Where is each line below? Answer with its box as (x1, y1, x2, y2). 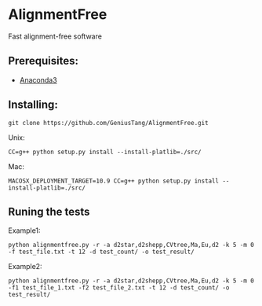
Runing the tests (8, 205, 90, 218)
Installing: (8, 98, 59, 112)
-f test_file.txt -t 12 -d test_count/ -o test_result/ (8, 248, 195, 256)
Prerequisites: (8, 54, 78, 68)
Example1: (8, 226, 41, 235)
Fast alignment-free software (8, 31, 102, 41)
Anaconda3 (19, 75, 57, 84)
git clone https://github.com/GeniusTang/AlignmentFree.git (8, 119, 209, 127)
